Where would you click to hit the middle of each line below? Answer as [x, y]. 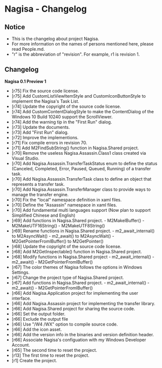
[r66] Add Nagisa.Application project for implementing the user [75, 293]
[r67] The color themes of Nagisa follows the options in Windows [77, 267]
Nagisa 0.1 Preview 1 [26, 81]
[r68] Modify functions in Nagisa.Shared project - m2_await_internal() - [83, 257]
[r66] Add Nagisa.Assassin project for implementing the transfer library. [83, 303]
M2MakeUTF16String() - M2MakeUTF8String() [58, 225]
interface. [21, 298]
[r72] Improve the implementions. [45, 137]
